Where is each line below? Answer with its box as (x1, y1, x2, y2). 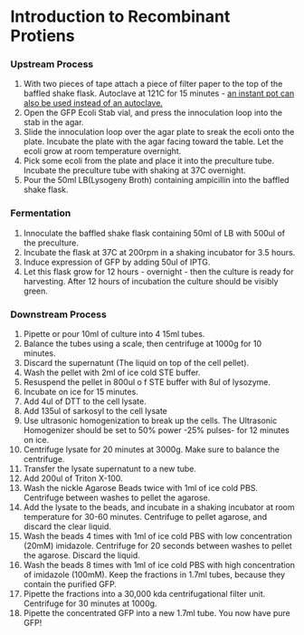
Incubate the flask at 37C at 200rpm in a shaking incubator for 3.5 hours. (23, 246, 296, 257)
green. (23, 285, 49, 296)
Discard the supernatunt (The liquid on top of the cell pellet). (23, 358, 250, 369)
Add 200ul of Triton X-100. (23, 473, 123, 484)
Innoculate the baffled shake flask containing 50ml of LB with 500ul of (23, 227, 286, 238)
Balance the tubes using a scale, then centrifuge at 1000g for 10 (23, 338, 262, 350)
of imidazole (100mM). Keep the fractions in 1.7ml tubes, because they (23, 569, 286, 581)
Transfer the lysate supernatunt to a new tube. (23, 464, 197, 475)
